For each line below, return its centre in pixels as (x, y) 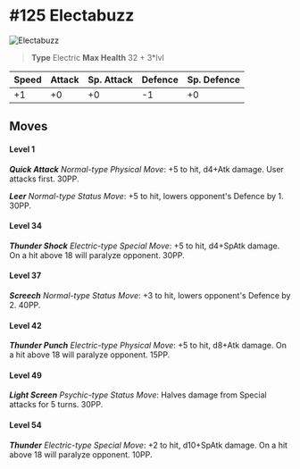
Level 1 (22, 149)
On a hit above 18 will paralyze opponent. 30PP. (97, 255)
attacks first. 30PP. (44, 179)
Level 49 (26, 375)
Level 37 (25, 276)
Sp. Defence (214, 80)
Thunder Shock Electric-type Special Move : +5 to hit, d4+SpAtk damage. (145, 246)
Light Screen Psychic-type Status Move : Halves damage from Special (138, 395)
